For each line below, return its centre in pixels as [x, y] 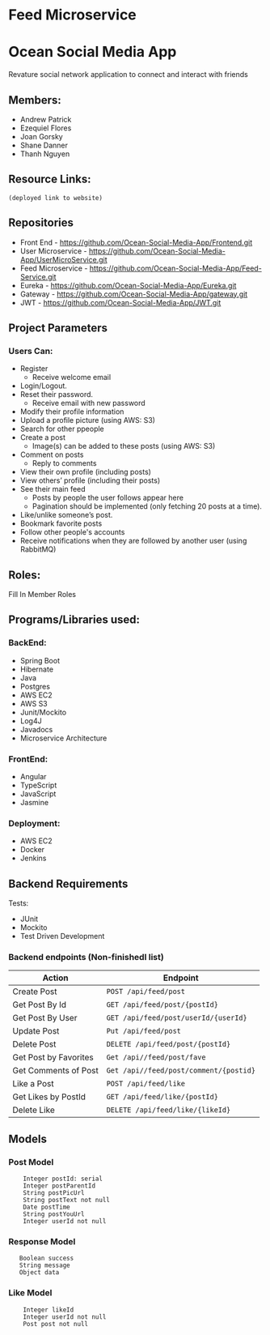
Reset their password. [57, 395]
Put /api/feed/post [144, 1031]
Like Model [30, 1293]
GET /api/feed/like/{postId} [162, 1097]
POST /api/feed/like [146, 1084]
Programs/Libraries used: [74, 620]
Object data [39, 1273]
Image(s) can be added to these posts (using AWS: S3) [124, 446]
